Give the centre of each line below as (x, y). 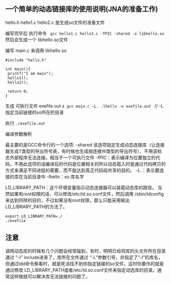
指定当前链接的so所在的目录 (35, 112)
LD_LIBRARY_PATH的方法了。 (36, 206)
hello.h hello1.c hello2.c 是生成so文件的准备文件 (55, 22)
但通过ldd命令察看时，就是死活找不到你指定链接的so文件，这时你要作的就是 (85, 264)
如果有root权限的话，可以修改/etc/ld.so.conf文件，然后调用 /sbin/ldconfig (87, 194)
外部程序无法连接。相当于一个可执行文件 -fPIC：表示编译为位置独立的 (83, 158)
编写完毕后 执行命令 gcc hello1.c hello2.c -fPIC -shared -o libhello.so (85, 33)
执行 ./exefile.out (25, 123)
